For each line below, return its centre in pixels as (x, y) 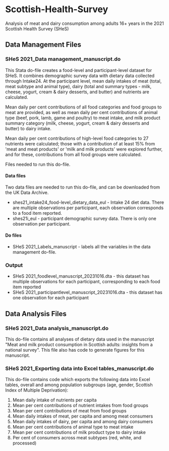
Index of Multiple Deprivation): (37, 390)
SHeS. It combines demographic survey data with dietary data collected (80, 76)
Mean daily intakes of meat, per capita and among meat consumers (83, 416)
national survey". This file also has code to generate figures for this (75, 350)
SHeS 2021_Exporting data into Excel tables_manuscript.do (79, 368)
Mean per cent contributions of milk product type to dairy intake (79, 432)
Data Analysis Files (36, 313)
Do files (13, 235)
